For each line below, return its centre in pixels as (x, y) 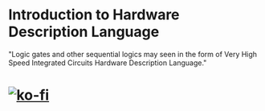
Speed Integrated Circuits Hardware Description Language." (108, 63)
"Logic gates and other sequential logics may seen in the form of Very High (133, 54)
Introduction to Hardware (94, 15)
